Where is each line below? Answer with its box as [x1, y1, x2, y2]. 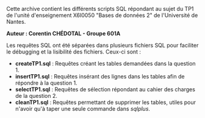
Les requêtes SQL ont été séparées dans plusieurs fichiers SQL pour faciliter [6, 42, 199, 49]
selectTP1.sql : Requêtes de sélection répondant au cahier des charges [15, 86, 195, 93]
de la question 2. [15, 92, 58, 99]
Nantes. [6, 18, 26, 25]
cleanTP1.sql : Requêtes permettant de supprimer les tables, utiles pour [15, 99, 196, 106]
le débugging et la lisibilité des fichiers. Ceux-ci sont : [6, 48, 142, 55]
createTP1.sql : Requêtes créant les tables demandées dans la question [15, 60, 196, 67]
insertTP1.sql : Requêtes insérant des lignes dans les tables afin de [15, 73, 185, 80]
